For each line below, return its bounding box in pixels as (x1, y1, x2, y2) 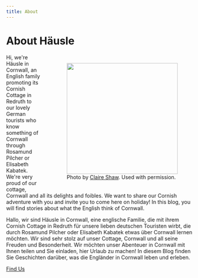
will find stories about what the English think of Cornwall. (6, 205, 145, 212)
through (6, 141, 25, 148)
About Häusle (6, 34, 75, 47)
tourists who (6, 117, 37, 124)
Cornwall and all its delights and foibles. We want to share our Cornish (6, 192, 177, 199)
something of (6, 129, 38, 136)
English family (6, 72, 40, 80)
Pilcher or (6, 154, 30, 161)
